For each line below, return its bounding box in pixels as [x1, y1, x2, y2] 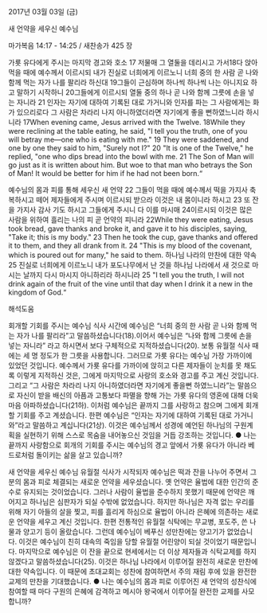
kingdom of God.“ [8, 287, 67, 297]
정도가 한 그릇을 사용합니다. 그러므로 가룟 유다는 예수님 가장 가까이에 [39, 351, 253, 360]
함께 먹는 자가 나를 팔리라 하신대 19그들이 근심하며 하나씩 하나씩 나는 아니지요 [8, 78, 249, 87]
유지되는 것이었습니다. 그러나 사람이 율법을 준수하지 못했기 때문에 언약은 [22, 487, 247, 496]
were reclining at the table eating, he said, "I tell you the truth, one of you [8, 127, 248, 135]
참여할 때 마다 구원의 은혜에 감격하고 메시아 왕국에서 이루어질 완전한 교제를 [8, 587, 241, 595]
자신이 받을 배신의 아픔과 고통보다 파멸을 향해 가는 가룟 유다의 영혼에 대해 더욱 [16, 391, 259, 400]
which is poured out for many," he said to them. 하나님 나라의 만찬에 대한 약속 [8, 250, 257, 260]
